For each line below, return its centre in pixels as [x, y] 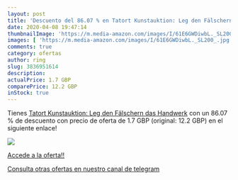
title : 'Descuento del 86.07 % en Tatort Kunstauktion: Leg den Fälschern [120, 21]
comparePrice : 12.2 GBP [42, 86]
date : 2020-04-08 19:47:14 [47, 27]
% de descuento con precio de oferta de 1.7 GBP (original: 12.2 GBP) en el [115, 120]
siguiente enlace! [32, 128]
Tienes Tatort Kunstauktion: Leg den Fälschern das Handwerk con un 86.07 [118, 113]
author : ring [27, 60]
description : [27, 73]
